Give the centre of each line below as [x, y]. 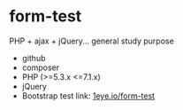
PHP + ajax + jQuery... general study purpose [91, 41]
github [34, 58]
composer [41, 67]
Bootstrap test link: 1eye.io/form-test [88, 96]
